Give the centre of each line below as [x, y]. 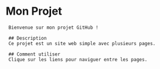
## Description [27, 38]
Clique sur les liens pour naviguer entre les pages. [78, 59]
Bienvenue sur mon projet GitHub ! [53, 27]
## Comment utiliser [34, 54]
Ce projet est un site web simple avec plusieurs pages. [82, 43]
